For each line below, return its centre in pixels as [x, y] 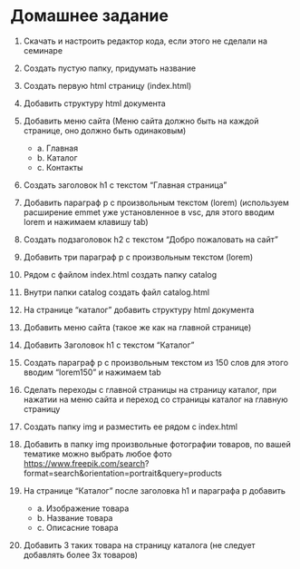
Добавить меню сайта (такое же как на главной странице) [137, 327]
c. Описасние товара [77, 527]
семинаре [43, 50]
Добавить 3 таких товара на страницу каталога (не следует [140, 544]
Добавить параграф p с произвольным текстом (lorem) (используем [156, 202]
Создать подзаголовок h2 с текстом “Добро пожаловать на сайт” [151, 239]
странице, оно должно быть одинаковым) [105, 130]
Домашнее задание [89, 16]
